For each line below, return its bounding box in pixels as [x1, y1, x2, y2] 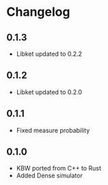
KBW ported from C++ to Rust [16, 164, 102, 173]
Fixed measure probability [16, 126, 90, 134]
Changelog [6, 4, 70, 20]
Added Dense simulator [16, 171, 83, 179]
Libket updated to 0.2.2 [16, 50, 83, 58]
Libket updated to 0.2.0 [16, 87, 83, 96]
